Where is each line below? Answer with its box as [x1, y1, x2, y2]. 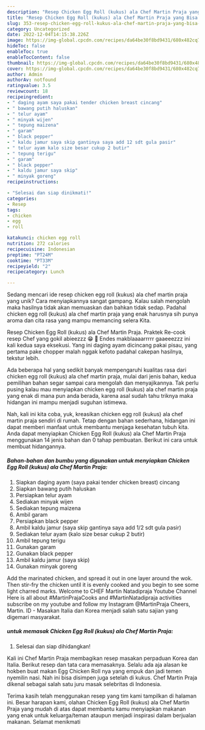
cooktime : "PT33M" [7, 257, 54, 264]
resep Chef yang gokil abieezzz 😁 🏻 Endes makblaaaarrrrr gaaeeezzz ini [7, 335, 190, 342]
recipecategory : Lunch [7, 269, 64, 275]
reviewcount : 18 [7, 88, 48, 94]
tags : [7, 207, 21, 213]
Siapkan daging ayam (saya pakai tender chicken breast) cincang [15, 479, 180, 486]
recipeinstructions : [7, 179, 60, 185]
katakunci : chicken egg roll [7, 235, 81, 241]
